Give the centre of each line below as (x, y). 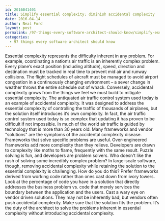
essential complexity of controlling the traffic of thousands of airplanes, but (81, 108)
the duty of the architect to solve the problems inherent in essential (73, 208)
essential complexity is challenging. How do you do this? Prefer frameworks (82, 171)
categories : (17, 37)
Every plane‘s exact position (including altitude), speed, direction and (75, 66)
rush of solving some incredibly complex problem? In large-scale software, (81, 160)
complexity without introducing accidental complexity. (60, 213)
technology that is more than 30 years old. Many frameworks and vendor (79, 129)
